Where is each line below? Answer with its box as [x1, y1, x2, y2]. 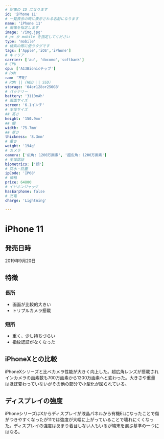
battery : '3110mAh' [5, 93, 45, 98]
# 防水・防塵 [5, 166, 28, 171]
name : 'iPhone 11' [5, 21, 43, 26]
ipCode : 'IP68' [5, 171, 36, 176]
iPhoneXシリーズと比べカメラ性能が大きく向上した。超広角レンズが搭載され [5, 369, 159, 374]
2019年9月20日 [5, 258, 36, 264]
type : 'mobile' [5, 39, 36, 44]
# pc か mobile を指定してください [5, 35, 70, 40]
